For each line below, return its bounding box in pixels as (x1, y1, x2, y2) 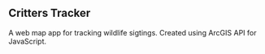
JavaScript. (8, 36, 47, 46)
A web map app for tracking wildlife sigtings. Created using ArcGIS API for (8, 27, 257, 37)
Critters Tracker (8, 6, 91, 20)
